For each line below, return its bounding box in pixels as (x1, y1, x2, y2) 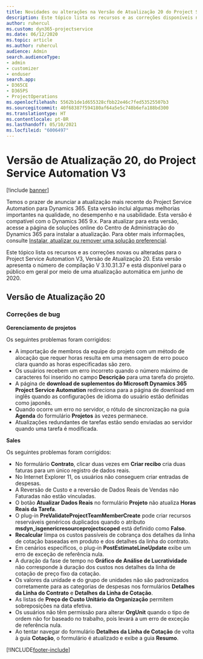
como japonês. (14, 399, 53, 407)
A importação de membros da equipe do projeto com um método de (14, 347, 185, 355)
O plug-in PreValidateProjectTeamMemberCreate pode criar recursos (14, 512, 192, 519)
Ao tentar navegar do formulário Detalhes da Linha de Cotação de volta (14, 627, 195, 635)
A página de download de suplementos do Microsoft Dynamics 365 (14, 380, 187, 387)
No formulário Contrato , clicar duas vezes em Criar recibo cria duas (14, 460, 186, 467)
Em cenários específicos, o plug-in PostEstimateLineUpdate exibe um (14, 544, 192, 551)
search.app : (6, 76, 36, 83)
